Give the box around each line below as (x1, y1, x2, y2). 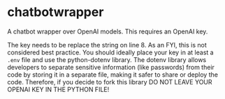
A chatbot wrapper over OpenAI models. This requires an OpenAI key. (7, 27, 208, 36)
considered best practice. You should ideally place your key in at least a (7, 48, 215, 56)
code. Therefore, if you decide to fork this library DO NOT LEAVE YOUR (7, 77, 212, 86)
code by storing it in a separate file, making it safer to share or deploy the (7, 70, 219, 79)
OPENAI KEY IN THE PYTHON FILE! (7, 85, 110, 93)
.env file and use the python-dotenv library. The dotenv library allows (7, 55, 207, 63)
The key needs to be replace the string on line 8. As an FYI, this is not (7, 40, 208, 49)
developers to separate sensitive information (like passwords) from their (7, 63, 215, 71)
